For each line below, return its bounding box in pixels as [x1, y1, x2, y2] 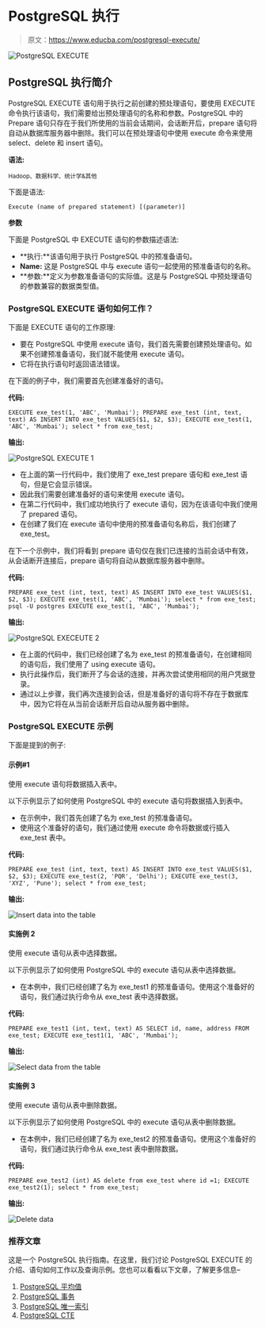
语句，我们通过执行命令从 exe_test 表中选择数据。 [19, 992, 183, 1001]
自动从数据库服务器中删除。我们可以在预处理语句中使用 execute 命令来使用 [8, 128, 253, 137]
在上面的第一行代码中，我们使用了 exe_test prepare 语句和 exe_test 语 [19, 469, 248, 480]
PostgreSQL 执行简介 [8, 76, 113, 90]
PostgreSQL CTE [19, 1311, 75, 1320]
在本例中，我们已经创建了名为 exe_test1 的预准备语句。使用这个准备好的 [19, 982, 255, 991]
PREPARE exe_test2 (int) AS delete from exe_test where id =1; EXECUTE [8, 1177, 249, 1184]
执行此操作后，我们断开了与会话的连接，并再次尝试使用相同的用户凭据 [19, 669, 249, 679]
